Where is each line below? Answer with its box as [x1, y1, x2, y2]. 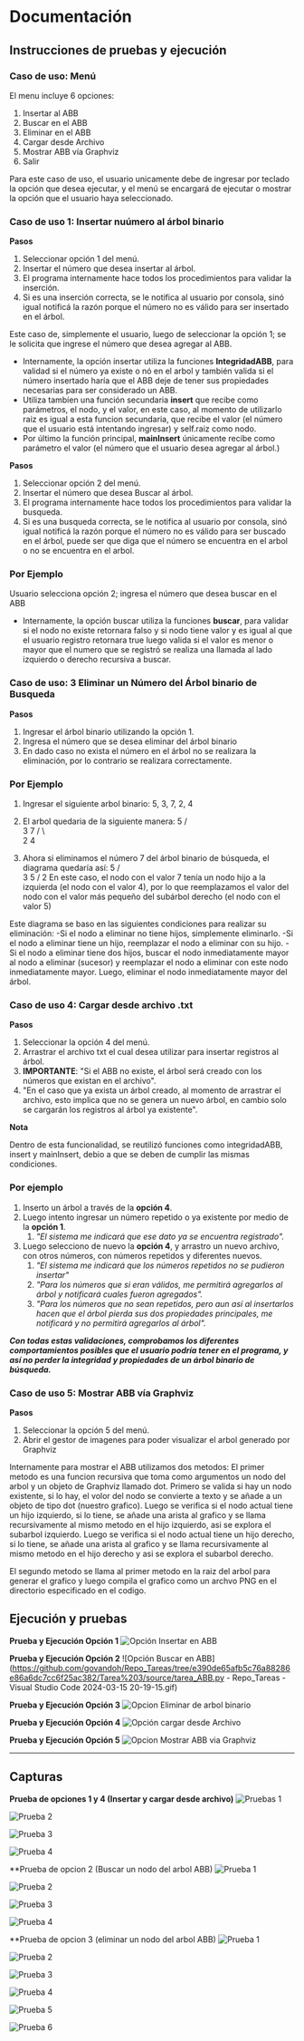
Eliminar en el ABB [22, 127, 91, 138]
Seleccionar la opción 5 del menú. [22, 1425, 150, 1436]
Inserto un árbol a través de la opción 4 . [22, 1202, 173, 1213]
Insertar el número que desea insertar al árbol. [22, 263, 196, 274]
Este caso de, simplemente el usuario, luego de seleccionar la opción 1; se [9, 329, 287, 340]
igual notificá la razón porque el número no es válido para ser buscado [22, 526, 287, 537]
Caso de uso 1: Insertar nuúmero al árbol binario [9, 215, 224, 227]
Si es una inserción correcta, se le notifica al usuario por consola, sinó [22, 292, 285, 303]
